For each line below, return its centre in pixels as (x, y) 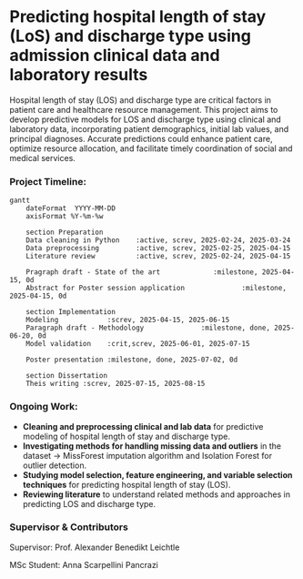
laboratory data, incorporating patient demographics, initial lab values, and (149, 128)
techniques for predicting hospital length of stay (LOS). (126, 484)
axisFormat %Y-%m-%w (65, 217)
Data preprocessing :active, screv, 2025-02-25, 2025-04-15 (158, 249)
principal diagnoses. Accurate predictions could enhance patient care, (141, 138)
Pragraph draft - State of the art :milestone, (142, 272)
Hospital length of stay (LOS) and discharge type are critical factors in (140, 100)
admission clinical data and (115, 56)
